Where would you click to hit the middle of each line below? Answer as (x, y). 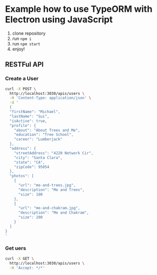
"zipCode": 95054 (32, 167)
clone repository (29, 33)
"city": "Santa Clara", (38, 157)
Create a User (22, 79)
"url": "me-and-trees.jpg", (47, 185)
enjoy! (18, 49)
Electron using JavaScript (59, 20)
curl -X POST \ (21, 89)
